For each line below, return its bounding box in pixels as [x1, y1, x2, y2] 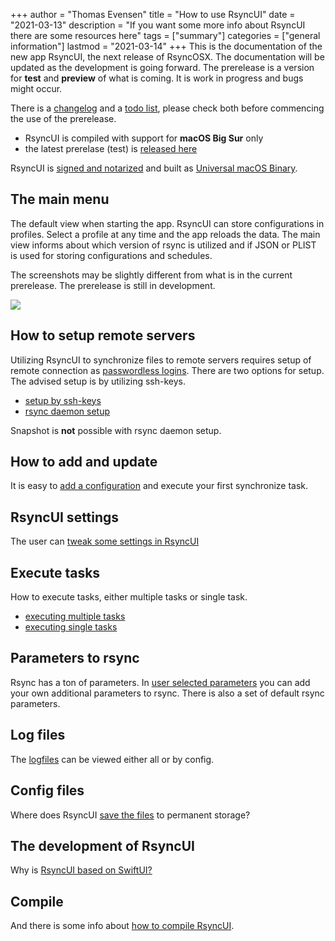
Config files [10, 782, 85, 799]
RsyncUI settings [10, 509, 120, 526]
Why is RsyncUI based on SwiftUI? [10, 864, 153, 876]
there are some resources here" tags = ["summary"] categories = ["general [10, 30, 321, 41]
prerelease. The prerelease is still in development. [10, 279, 216, 291]
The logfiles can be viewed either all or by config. [10, 753, 215, 765]
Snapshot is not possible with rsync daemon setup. [10, 424, 222, 436]
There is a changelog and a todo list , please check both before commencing [10, 102, 325, 114]
